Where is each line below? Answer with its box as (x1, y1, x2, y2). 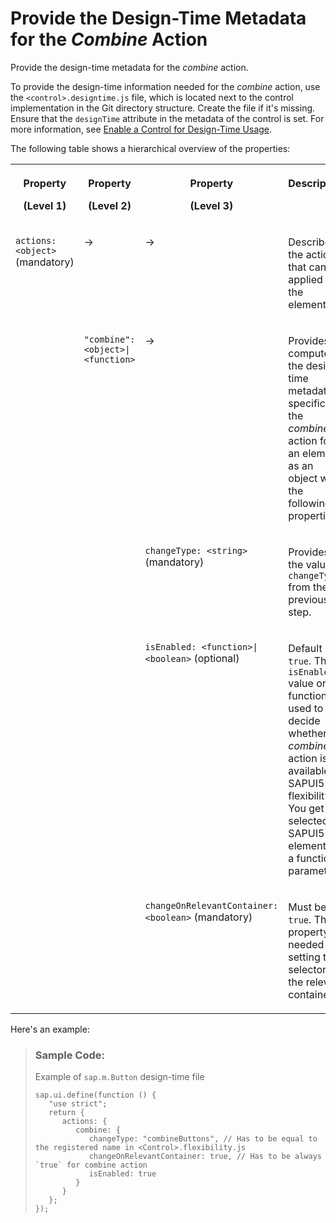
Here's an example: (10, 1023, 90, 1035)
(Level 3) (189, 198, 234, 212)
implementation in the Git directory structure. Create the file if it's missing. (10, 102, 316, 114)
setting (288, 950, 321, 964)
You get (288, 801, 325, 815)
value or (288, 676, 327, 690)
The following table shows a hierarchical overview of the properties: (10, 142, 291, 154)
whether (288, 726, 328, 740)
